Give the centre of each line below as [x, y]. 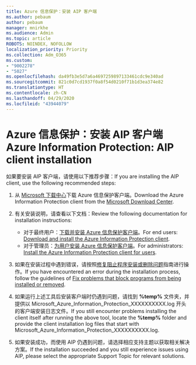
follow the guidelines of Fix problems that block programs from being [98, 279]
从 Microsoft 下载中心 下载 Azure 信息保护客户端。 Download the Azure [99, 195]
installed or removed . [40, 284]
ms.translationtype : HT [35, 88]
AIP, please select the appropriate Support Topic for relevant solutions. [100, 356]
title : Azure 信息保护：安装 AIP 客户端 [51, 11]
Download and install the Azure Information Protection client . [97, 239]
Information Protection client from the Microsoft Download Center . [94, 201]
